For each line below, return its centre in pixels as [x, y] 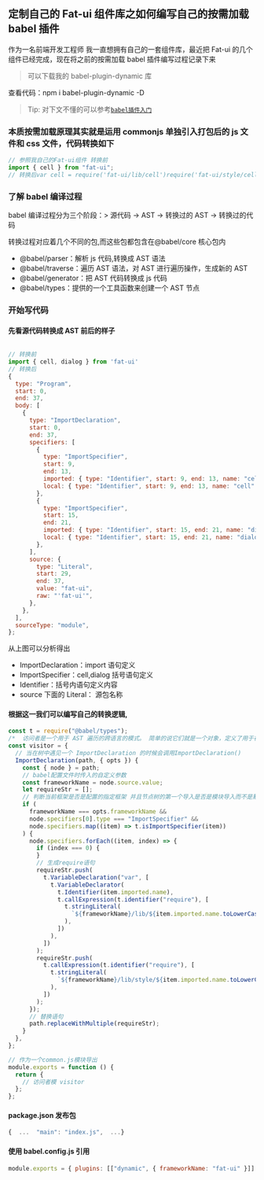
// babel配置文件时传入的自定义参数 [75, 775]
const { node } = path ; [61, 768]
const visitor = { [38, 746]
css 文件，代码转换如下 [70, 143]
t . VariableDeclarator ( [87, 885]
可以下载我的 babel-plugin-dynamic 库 [90, 76]
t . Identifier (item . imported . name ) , [116, 892]
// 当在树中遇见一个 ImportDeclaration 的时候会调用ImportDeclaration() [128, 754]
